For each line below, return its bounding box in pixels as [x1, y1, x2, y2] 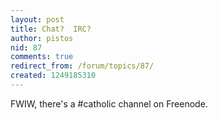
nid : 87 [10, 42, 43, 53]
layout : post [10, 14, 65, 25]
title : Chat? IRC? [10, 24, 92, 34]
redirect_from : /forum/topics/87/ [10, 61, 155, 71]
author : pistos [10, 33, 74, 43]
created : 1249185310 [10, 71, 97, 81]
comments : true [10, 52, 74, 62]
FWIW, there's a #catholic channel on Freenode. [10, 97, 208, 110]
